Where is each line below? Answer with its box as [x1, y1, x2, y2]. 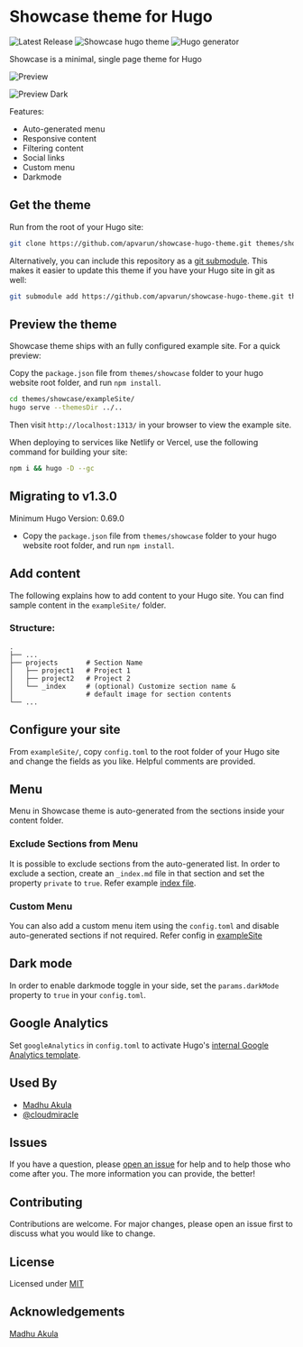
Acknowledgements [9, 1305, 125, 1320]
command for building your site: [9, 446, 128, 457]
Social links [22, 151, 65, 163]
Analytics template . [9, 1049, 81, 1060]
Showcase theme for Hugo [9, 6, 214, 27]
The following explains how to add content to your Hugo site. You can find [9, 590, 284, 600]
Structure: [9, 622, 56, 635]
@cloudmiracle [22, 1109, 79, 1120]
